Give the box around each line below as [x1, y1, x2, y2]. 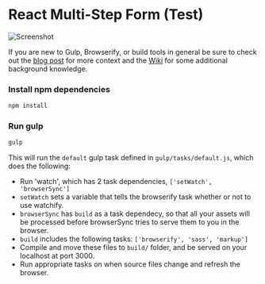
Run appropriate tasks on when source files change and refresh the [19, 259, 240, 269]
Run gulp [8, 121, 44, 132]
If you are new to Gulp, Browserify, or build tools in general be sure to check [8, 47, 257, 56]
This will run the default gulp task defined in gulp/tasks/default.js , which [8, 153, 254, 163]
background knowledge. [8, 63, 88, 73]
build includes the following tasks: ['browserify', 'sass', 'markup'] [19, 234, 248, 244]
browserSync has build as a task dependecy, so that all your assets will [19, 209, 250, 219]
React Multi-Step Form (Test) [8, 6, 204, 24]
